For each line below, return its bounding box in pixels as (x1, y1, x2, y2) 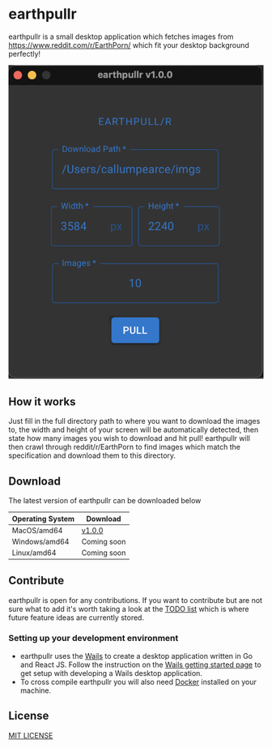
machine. (19, 686, 52, 695)
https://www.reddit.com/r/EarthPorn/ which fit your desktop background (8, 40, 249, 49)
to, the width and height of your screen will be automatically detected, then (8, 425, 259, 434)
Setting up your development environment (8, 633, 179, 644)
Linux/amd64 (11, 548, 57, 558)
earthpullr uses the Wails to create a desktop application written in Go (19, 651, 253, 660)
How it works (8, 395, 76, 408)
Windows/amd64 (11, 536, 70, 546)
